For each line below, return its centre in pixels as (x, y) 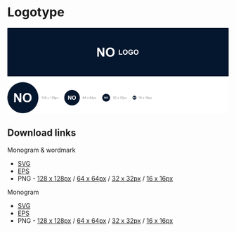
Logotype (36, 12)
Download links (42, 133)
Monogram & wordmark (41, 150)
